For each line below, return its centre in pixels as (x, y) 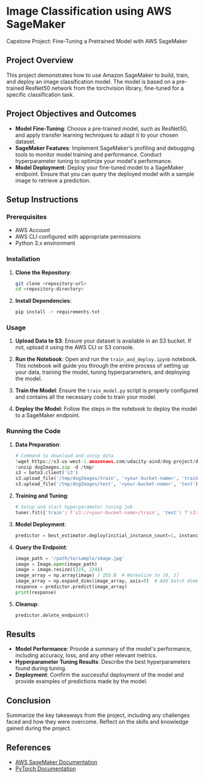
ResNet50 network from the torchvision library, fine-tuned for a (104, 88)
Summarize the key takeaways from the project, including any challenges (98, 715)
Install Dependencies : (43, 301)
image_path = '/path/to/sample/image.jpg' (70, 558)
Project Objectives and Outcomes (72, 114)
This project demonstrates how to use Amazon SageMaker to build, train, (98, 75)
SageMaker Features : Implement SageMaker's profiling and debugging (105, 148)
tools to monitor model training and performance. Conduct (88, 155)
